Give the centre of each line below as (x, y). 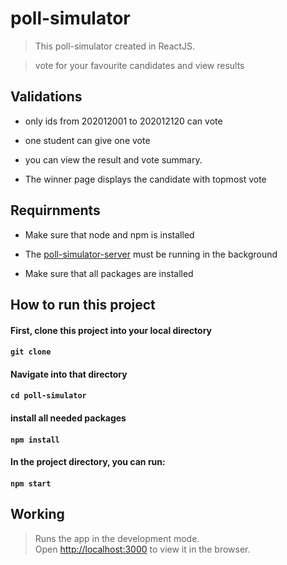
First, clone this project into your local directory (111, 330)
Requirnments (55, 210)
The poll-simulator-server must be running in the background (151, 254)
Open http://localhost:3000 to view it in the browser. (142, 549)
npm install (35, 440)
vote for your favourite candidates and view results (139, 65)
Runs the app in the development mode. (117, 538)
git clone (31, 352)
